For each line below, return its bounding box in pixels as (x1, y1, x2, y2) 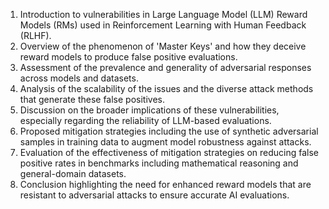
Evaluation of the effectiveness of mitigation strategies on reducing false (19, 147, 319, 158)
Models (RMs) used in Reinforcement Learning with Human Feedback (19, 19, 307, 31)
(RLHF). (19, 30, 52, 41)
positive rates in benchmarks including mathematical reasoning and (19, 157, 299, 169)
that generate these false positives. (19, 94, 166, 105)
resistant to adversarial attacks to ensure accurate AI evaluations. (19, 189, 290, 201)
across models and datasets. (19, 72, 139, 84)
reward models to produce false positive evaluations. (19, 51, 238, 63)
